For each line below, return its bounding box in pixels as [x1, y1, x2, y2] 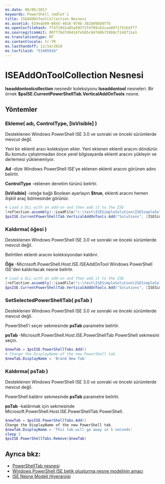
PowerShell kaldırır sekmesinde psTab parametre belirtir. [5, 393, 120, 399]
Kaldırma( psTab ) [5, 367, 48, 374]
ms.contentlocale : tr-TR [5, 39, 56, 44]
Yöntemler [5, 105, 38, 114]
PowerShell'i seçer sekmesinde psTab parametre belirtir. [5, 323, 119, 329]
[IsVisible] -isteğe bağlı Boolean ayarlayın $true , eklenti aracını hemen [5, 190, 148, 196]
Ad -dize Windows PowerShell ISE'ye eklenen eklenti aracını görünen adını [5, 166, 156, 172]
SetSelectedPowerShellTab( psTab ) [5, 297, 92, 303]
